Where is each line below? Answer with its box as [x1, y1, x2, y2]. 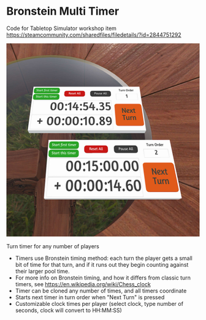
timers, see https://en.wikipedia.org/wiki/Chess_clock [15, 280, 151, 288]
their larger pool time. [15, 267, 70, 275]
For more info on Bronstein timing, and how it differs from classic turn [15, 274, 191, 281]
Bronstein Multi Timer [6, 4, 120, 18]
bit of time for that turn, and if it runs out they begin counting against [15, 261, 189, 268]
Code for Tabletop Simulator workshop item [6, 25, 116, 32]
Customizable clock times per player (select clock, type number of [15, 300, 184, 307]
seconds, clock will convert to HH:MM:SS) [15, 307, 123, 314]
